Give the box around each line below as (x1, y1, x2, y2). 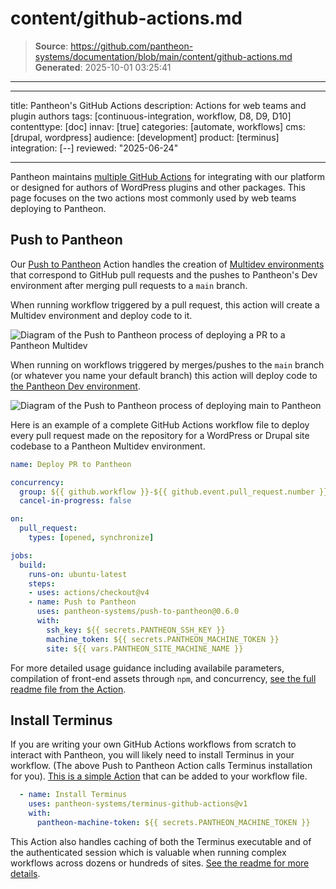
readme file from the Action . (10, 683, 127, 695)
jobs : (10, 550, 33, 561)
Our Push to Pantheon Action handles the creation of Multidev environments (10, 258, 325, 270)
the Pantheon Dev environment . (10, 380, 141, 392)
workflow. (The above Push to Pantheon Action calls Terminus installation (10, 760, 313, 772)
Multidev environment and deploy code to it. (10, 309, 193, 321)
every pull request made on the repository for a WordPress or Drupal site (10, 429, 310, 441)
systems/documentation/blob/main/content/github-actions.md (34, 50, 293, 62)
